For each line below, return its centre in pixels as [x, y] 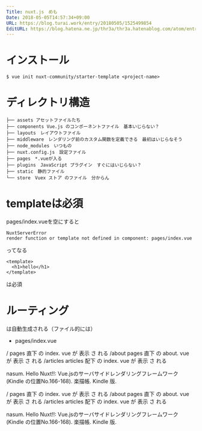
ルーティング [38, 311]
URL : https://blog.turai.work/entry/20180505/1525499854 [79, 23]
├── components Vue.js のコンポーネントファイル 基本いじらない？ [83, 127]
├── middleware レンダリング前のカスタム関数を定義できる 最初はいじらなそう [94, 139]
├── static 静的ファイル [35, 172]
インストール [38, 60]
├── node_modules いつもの [39, 146]
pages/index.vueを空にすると [43, 222]
